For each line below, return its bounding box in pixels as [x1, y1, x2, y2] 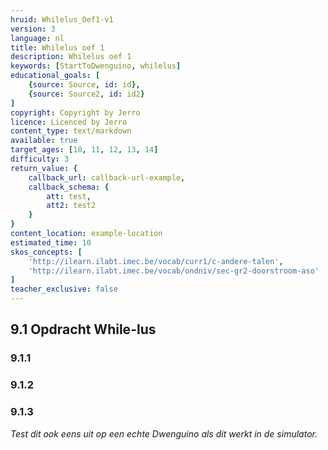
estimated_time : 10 [10, 237, 92, 248]
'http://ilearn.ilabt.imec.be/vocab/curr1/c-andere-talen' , [28, 256, 284, 266]
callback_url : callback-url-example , [28, 172, 186, 183]
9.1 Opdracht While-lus [10, 321, 157, 338]
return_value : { [10, 163, 78, 173]
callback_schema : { [28, 182, 110, 192]
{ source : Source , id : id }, [28, 80, 141, 90]
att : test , [46, 191, 92, 201]
